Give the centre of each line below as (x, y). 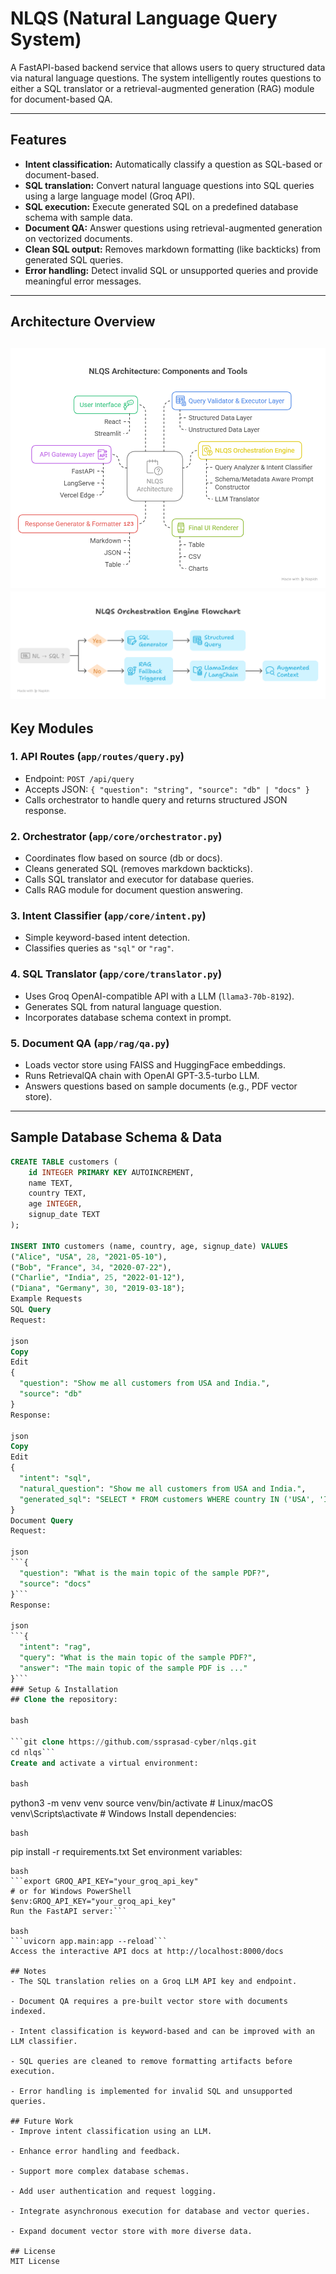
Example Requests (46, 1299)
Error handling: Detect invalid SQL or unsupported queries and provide (171, 270)
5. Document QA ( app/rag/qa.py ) (90, 1043)
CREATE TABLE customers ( (64, 1162)
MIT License (35, 2262)
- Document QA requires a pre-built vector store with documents (149, 2002)
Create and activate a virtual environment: (104, 1763)
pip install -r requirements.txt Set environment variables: (126, 1852)
